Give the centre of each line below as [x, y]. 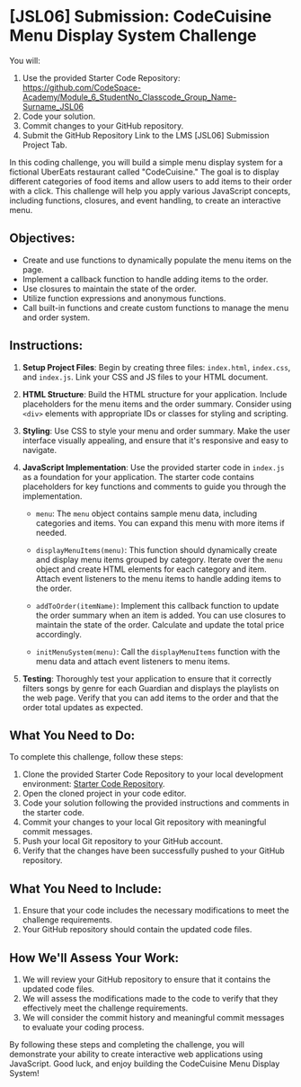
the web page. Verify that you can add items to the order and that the [150, 698]
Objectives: [42, 239]
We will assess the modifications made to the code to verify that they [150, 998]
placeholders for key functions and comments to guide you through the [154, 486]
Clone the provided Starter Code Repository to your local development [153, 774]
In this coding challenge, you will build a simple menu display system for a [146, 162]
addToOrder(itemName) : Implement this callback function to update [157, 605]
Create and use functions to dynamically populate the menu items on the [157, 260]
